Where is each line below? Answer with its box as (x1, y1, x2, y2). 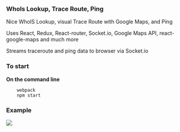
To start (6, 62, 30, 70)
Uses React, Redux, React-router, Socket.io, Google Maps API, (6, 30, 159, 37)
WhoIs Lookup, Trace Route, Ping (6, 5, 104, 13)
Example (6, 106, 32, 114)
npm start (17, 92, 41, 98)
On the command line (6, 76, 60, 83)
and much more (40, 36, 79, 43)
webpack (17, 87, 36, 93)
